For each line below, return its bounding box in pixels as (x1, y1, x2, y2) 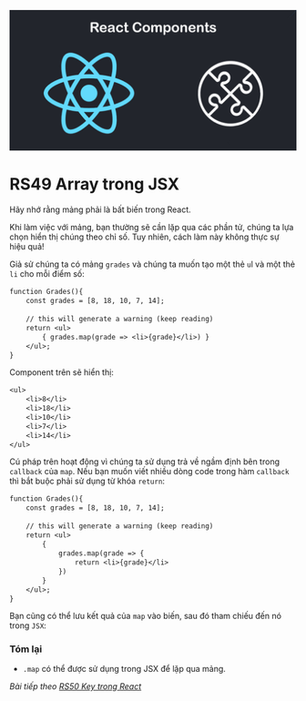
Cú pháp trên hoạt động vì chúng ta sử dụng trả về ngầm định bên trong (9, 456, 280, 467)
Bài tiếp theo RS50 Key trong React (9, 681, 142, 692)
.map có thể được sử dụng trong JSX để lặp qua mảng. (22, 664, 226, 675)
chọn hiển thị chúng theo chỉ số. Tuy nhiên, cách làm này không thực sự (9, 231, 280, 242)
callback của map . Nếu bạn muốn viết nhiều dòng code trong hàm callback (9, 466, 290, 477)
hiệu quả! (9, 241, 45, 252)
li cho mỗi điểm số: (9, 269, 85, 279)
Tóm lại (9, 643, 43, 655)
